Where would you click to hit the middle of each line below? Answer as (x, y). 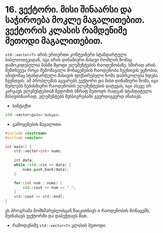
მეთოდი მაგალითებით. (54, 41)
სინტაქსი (21, 106)
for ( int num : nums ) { (38, 183)
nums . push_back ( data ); (46, 169)
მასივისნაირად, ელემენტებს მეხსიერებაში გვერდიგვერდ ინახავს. (74, 96)
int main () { (18, 146)
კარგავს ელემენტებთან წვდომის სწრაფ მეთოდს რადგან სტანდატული (79, 91)
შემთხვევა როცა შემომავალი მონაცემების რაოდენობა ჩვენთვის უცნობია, (82, 70)
